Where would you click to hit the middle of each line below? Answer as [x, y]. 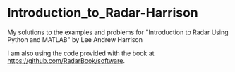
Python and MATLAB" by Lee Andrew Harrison [75, 39]
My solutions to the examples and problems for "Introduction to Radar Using [118, 32]
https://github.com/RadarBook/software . [66, 60]
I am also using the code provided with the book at [81, 53]
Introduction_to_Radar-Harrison [103, 13]
